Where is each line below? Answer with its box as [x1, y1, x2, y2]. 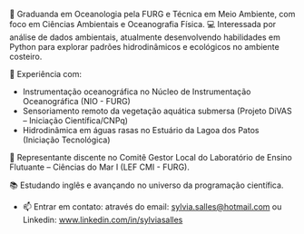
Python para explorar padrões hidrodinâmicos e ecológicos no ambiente [9, 42, 279, 52]
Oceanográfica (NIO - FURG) [22, 96, 132, 106]
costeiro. [9, 51, 43, 62]
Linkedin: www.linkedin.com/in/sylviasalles [22, 214, 183, 225]
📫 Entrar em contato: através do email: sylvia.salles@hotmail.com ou [22, 201, 282, 212]
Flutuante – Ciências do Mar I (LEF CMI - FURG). [9, 161, 191, 172]
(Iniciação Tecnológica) [22, 134, 111, 145]
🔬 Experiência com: [9, 69, 83, 79]
